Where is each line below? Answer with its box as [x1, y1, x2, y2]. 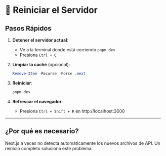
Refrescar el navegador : [12, 98, 63, 104]
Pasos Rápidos [5, 24, 52, 33]
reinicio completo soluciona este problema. [5, 145, 93, 151]
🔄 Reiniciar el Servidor [5, 4, 98, 16]
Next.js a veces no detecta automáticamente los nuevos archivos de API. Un [5, 140, 161, 146]
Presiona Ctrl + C [19, 52, 57, 58]
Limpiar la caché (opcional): [12, 62, 70, 67]
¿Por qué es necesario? [5, 127, 79, 135]
